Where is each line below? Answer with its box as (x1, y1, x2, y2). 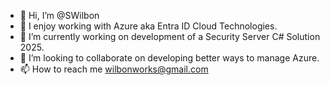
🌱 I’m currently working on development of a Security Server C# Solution (19, 31, 321, 42)
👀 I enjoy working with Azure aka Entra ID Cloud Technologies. (19, 20, 278, 32)
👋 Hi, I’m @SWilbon (19, 10, 100, 21)
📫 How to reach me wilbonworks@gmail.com (19, 63, 209, 75)
